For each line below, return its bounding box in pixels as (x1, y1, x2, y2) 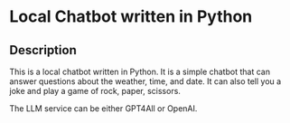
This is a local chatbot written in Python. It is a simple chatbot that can (9, 66, 271, 77)
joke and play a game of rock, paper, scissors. (9, 86, 181, 96)
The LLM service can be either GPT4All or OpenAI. (9, 103, 198, 114)
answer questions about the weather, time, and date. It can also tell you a (9, 76, 282, 87)
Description (9, 43, 77, 58)
